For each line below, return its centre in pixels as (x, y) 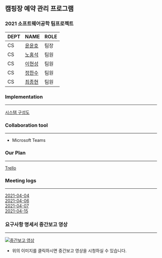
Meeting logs (21, 181)
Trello (11, 168)
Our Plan (15, 153)
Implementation (24, 97)
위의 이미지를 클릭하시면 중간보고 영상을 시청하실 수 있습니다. (69, 251)
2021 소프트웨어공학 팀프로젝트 (39, 24)
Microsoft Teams (29, 140)
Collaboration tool (27, 125)
